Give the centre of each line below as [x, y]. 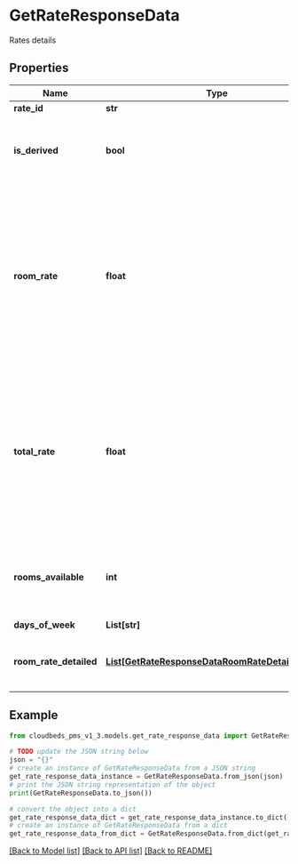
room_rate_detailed [55, 661]
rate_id [29, 108]
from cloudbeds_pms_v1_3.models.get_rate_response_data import [129, 736]
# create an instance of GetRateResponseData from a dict [118, 826]
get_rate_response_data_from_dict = [77, 834]
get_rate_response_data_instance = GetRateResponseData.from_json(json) [146, 777]
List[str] [123, 625]
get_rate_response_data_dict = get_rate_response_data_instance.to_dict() [150, 817]
